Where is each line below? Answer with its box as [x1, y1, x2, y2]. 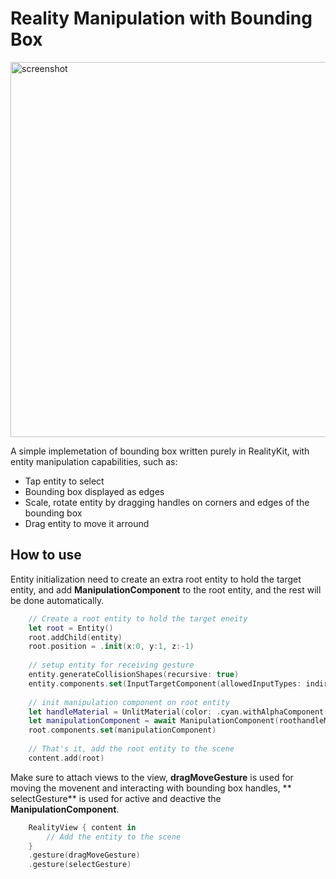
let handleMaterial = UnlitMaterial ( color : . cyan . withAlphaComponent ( [28, 707, 329, 717]
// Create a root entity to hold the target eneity [28, 613, 248, 624]
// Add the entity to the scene [46, 832, 182, 842]
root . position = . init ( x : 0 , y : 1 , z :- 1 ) [28, 642, 195, 652]
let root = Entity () [28, 623, 114, 633]
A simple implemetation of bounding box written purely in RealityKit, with [10, 445, 310, 457]
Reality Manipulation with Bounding [10, 7, 313, 30]
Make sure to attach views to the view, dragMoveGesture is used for [10, 771, 294, 783]
